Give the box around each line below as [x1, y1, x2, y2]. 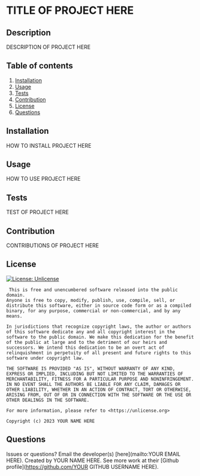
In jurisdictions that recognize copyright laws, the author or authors [6, 324, 192, 330]
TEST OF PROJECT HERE [6, 208, 69, 216]
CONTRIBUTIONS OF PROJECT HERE [6, 242, 99, 249]
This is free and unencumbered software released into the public [8, 286, 178, 293]
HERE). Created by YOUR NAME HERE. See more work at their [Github [6, 457, 179, 464]
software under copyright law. [6, 355, 84, 361]
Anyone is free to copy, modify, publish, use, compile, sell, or [6, 297, 175, 303]
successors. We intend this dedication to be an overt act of [6, 345, 165, 351]
